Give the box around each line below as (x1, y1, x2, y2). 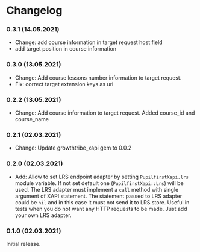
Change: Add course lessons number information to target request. (14, 74, 182, 81)
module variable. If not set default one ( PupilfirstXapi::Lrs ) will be (14, 179, 184, 187)
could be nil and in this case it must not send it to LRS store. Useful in (14, 198, 190, 206)
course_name (14, 116, 49, 123)
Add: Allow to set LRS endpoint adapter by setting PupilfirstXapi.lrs (14, 173, 189, 180)
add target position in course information (14, 45, 116, 52)
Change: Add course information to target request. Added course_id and (14, 109, 195, 116)
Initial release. (6, 240, 41, 247)
